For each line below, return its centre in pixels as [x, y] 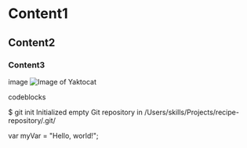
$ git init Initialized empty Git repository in [75, 112]
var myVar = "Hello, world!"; [54, 135]
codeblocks [27, 97]
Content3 [27, 65]
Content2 [32, 43]
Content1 [38, 14]
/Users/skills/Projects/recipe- [191, 112]
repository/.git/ [32, 120]
